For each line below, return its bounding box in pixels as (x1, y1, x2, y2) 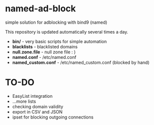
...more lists (12, 98, 36, 104)
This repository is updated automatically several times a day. (5, 29, 128, 35)
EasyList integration (12, 93, 53, 99)
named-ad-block (5, 3, 76, 14)
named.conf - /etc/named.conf (12, 54, 77, 60)
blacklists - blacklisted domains (12, 43, 78, 49)
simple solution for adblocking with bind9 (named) (5, 19, 108, 25)
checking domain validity (12, 103, 63, 109)
